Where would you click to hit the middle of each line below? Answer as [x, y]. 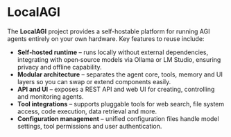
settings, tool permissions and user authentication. [89, 126]
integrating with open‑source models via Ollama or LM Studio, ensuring [119, 59]
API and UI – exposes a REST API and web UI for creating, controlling [116, 89]
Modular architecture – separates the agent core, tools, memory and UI [120, 74]
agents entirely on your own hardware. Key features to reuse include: [106, 38]
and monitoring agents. [50, 96]
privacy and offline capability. [59, 67]
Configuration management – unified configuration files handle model [118, 118]
